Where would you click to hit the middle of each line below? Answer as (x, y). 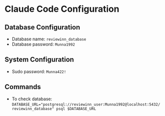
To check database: (32, 99)
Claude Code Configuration (62, 9)
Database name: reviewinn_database (49, 39)
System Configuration (40, 60)
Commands (23, 87)
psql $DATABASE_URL (76, 109)
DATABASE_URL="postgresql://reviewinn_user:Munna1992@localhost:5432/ (86, 104)
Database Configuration (42, 27)
